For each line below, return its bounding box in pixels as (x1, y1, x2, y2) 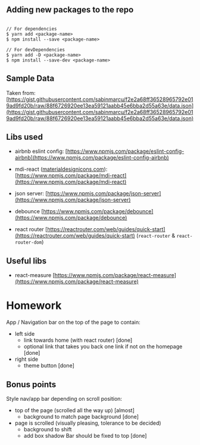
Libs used (6, 132, 43, 142)
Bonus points (6, 379, 57, 389)
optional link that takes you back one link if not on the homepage (23, 343, 183, 350)
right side (14, 355, 39, 363)
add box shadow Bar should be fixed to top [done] (23, 432, 147, 439)
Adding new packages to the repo (6, 5, 134, 15)
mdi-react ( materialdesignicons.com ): (14, 165, 108, 173)
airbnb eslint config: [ (14, 148, 67, 155)
